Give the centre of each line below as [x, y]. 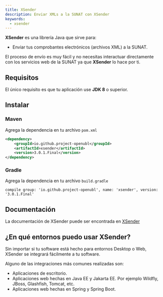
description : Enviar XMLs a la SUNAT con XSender [57, 14]
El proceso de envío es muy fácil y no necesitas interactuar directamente [80, 57]
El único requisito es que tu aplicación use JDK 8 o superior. [67, 90]
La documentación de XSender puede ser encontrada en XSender [73, 221]
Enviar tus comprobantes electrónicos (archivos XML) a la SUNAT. [80, 47]
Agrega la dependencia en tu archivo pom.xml [51, 130]
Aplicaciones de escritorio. [40, 273]
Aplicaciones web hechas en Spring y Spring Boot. [64, 289]
